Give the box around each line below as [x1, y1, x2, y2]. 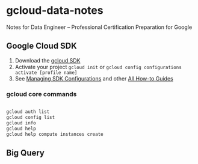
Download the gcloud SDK [14, 56, 81, 64]
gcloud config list [6, 114, 55, 120]
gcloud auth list [6, 109, 50, 115]
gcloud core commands [6, 90, 77, 98]
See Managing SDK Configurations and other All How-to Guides [14, 74, 173, 82]
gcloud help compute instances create [6, 131, 104, 137]
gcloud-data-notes [6, 4, 104, 17]
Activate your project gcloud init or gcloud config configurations [14, 63, 182, 70]
